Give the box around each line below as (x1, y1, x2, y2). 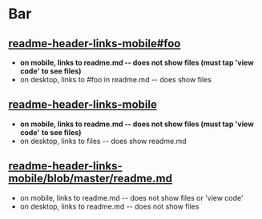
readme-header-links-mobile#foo (8, 37, 181, 50)
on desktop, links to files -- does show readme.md (19, 136, 187, 145)
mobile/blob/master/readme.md (8, 172, 172, 185)
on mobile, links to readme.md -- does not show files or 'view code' (19, 193, 244, 202)
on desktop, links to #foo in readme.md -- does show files (19, 75, 212, 84)
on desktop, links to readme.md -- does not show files (19, 201, 200, 211)
